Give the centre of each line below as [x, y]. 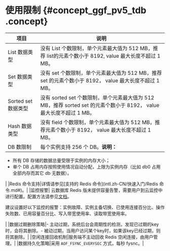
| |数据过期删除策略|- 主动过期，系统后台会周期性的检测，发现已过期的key [82, 224]
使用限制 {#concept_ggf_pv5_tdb [76, 10]
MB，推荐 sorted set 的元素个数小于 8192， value [100, 105]
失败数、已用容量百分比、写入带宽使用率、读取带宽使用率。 [67, 214]
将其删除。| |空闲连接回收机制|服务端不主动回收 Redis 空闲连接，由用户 [79, 237]
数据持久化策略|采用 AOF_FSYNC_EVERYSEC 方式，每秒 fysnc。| [81, 243]
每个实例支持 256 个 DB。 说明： [79, 147]
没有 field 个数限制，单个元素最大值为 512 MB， [98, 122]
